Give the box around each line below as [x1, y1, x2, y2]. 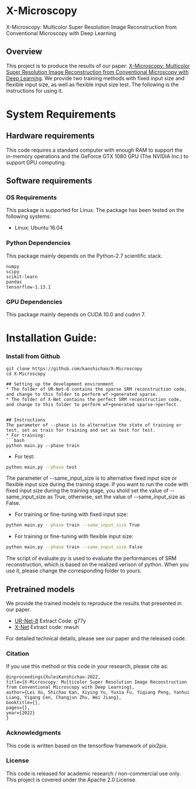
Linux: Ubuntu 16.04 [14, 224, 63, 231]
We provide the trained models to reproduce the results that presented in [6, 599, 182, 607]
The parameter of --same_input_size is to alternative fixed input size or [6, 474, 177, 481]
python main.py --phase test [6, 464, 77, 470]
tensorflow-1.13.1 [6, 284, 51, 290]
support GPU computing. [6, 159, 66, 166]
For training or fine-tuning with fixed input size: [14, 511, 128, 518]
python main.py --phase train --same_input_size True [6, 522, 140, 528]
